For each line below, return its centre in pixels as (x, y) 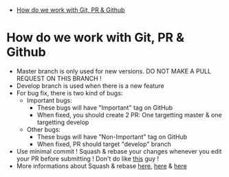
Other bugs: (44, 129)
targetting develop (63, 122)
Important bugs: (50, 100)
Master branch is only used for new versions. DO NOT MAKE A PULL (113, 71)
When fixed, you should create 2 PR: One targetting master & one (129, 115)
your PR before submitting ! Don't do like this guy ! (88, 158)
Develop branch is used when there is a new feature (90, 86)
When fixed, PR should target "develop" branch (104, 144)
